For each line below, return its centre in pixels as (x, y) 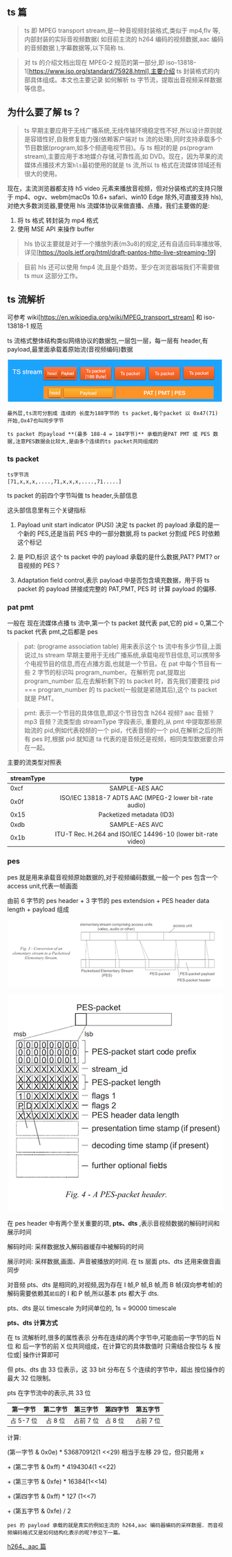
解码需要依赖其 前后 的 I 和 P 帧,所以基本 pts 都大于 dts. (83, 1293)
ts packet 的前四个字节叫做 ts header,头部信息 (72, 495)
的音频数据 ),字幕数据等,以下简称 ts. (75, 48)
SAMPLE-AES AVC (136, 824)
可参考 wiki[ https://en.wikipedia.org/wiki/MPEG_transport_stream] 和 (105, 318)
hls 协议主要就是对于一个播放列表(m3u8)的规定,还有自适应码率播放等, (123, 244)
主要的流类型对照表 (35, 763)
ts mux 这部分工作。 (52, 275)
